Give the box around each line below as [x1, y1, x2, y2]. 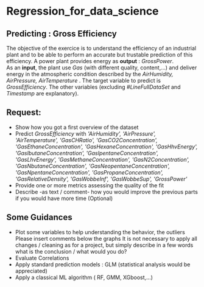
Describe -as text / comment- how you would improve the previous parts [15, 188, 198, 195]
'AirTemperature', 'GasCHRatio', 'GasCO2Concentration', [15, 136, 158, 143]
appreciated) [15, 267, 47, 274]
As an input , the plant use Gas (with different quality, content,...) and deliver [6, 64, 197, 71]
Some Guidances [6, 212, 72, 223]
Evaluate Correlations [15, 254, 69, 261]
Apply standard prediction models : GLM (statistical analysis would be [15, 260, 191, 268]
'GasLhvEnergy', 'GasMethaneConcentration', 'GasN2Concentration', [15, 156, 190, 163]
